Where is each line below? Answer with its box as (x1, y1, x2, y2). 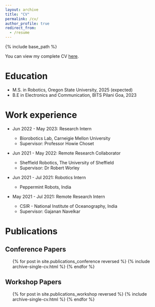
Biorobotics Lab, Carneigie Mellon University (19, 135, 111, 141)
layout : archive (5, 7, 39, 12)
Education (5, 71, 48, 82)
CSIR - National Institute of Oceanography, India (19, 203, 117, 209)
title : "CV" (5, 12, 30, 17)
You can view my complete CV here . (5, 53, 79, 59)
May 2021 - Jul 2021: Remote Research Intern (12, 193, 105, 199)
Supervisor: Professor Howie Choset (19, 140, 94, 146)
